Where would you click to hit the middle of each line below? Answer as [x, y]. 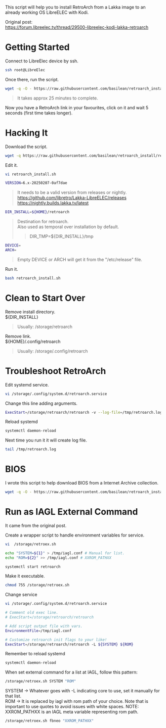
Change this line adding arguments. [41, 403]
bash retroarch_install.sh [33, 278]
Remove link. [18, 336]
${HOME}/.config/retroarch [33, 341]
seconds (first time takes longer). [39, 113]
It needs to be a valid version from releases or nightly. [72, 193]
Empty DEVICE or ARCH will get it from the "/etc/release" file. [80, 259]
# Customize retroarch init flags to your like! [56, 640]
